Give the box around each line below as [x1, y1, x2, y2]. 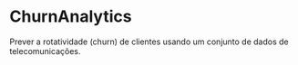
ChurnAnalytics [9, 6, 132, 27]
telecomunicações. [9, 45, 81, 56]
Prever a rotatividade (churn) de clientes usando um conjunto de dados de [9, 36, 289, 47]
